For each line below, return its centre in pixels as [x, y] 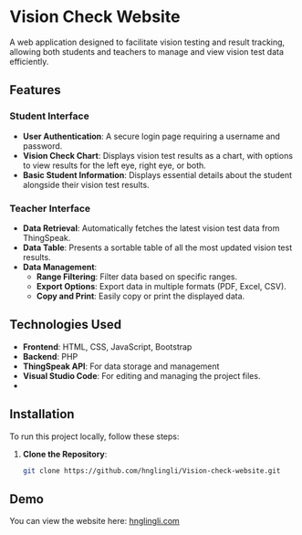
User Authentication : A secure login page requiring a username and [151, 136]
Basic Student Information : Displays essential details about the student [157, 174]
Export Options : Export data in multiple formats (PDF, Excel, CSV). [161, 286]
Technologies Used [65, 325]
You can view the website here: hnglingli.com [94, 521]
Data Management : [60, 267]
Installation [42, 414]
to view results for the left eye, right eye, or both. [115, 165]
